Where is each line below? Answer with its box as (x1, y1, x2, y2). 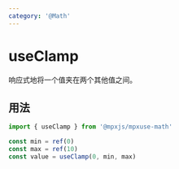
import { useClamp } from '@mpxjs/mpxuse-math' (8, 123, 173, 131)
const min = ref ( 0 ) (8, 137, 75, 146)
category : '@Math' (8, 11, 71, 20)
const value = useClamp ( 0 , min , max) (8, 153, 137, 161)
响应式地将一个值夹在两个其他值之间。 (8, 75, 137, 84)
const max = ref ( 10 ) (8, 145, 79, 154)
